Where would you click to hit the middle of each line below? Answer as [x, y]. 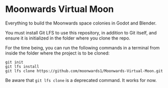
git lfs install [22, 66]
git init [14, 62]
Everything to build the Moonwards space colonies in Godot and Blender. [81, 23]
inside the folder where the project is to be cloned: [57, 53]
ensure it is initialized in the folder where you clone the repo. [68, 38]
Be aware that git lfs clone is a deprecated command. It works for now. [81, 80]
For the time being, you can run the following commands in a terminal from [82, 47]
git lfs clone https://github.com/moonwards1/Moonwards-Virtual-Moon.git [84, 71]
